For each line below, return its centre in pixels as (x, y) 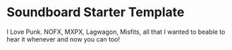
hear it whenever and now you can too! (63, 39)
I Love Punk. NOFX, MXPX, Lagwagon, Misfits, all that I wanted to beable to (116, 32)
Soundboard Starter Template (96, 12)
